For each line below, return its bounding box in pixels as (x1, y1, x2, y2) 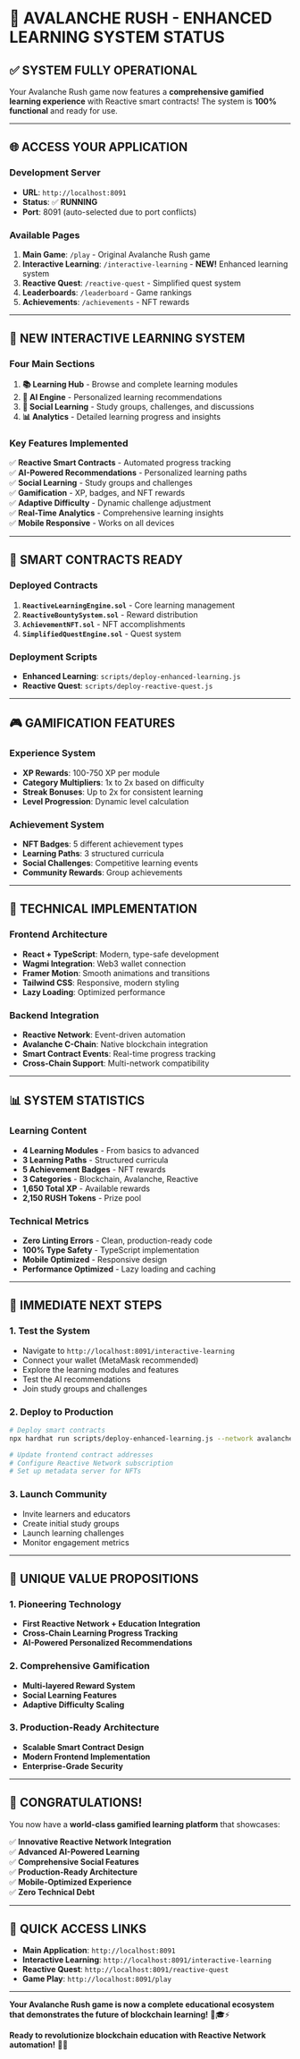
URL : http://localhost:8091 (21, 187, 127, 198)
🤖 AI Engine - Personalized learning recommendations (21, 391, 222, 402)
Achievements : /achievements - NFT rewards (21, 296, 190, 307)
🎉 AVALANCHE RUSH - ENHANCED (9, 8, 272, 29)
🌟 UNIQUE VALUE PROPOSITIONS (9, 1570, 199, 1587)
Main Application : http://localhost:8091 (21, 1945, 176, 1956)
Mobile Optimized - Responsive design (21, 1254, 168, 1264)
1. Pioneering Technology (9, 1597, 122, 1610)
